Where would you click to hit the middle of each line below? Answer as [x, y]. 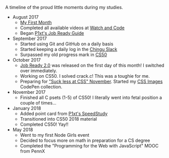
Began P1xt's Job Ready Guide [52, 33]
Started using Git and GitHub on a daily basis [67, 44]
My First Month [36, 22]
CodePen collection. [41, 87]
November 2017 [29, 92]
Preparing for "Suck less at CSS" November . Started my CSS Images [91, 81]
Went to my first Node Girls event [55, 135]
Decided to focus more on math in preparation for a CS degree [85, 140]
